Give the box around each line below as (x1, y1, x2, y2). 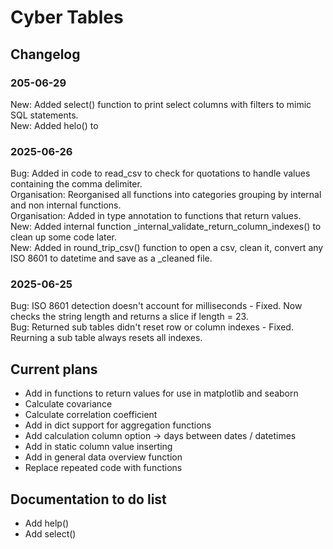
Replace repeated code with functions (24, 462, 183, 474)
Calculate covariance (24, 398, 113, 410)
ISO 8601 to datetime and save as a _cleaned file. (10, 252, 213, 265)
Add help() (24, 517, 70, 530)
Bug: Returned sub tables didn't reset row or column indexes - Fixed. (10, 321, 294, 333)
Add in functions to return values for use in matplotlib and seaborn (24, 387, 299, 400)
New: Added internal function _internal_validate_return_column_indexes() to (10, 221, 322, 233)
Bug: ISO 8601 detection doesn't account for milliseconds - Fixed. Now (10, 300, 303, 312)
